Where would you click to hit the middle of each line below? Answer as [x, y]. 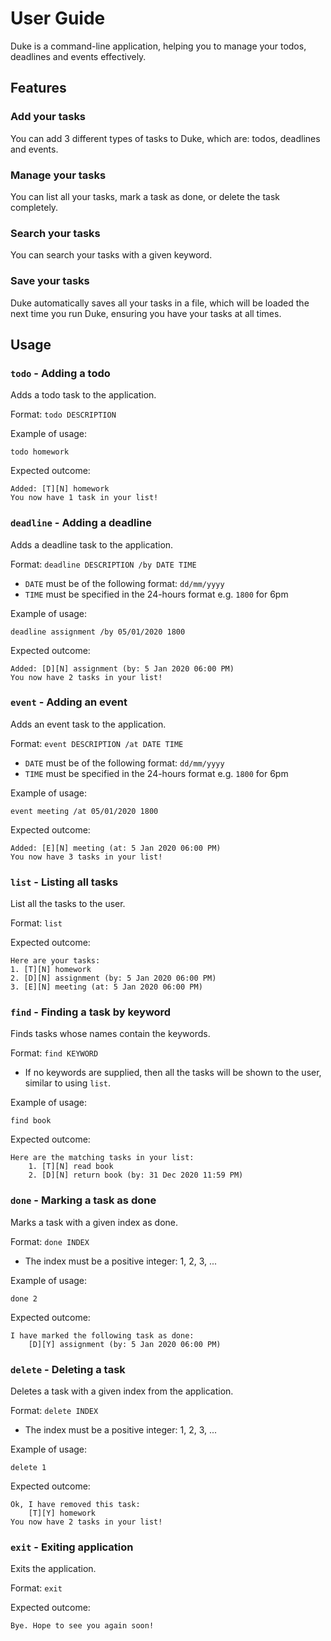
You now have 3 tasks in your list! [86, 857]
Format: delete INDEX [54, 1410]
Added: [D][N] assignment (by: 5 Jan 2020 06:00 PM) [122, 668]
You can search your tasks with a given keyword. [111, 255]
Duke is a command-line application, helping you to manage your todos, [158, 46]
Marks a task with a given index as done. [94, 1222]
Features [38, 88]
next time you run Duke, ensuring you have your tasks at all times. [146, 313]
